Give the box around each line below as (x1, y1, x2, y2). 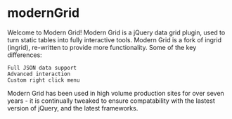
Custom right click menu (7, 76, 80, 84)
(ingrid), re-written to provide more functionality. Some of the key (7, 43, 197, 51)
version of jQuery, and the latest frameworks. (7, 104, 138, 112)
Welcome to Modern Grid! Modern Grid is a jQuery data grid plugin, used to (7, 28, 226, 37)
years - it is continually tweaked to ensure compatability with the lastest (7, 96, 216, 105)
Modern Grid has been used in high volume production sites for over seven (7, 89, 225, 97)
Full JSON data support (7, 64, 77, 71)
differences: (7, 51, 42, 59)
